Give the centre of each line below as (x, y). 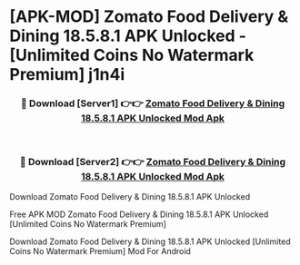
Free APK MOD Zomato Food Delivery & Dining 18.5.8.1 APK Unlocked (139, 214)
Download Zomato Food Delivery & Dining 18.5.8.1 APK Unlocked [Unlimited (150, 241)
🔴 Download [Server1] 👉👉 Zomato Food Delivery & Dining (152, 103)
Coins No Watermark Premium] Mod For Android (100, 250)
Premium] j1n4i (67, 75)
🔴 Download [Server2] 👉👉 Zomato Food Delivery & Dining (153, 162)
